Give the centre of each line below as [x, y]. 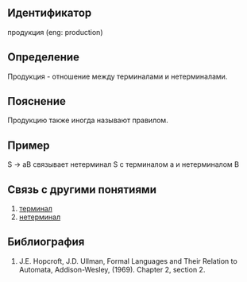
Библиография [46, 242]
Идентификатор [50, 13]
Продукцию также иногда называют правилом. [88, 120]
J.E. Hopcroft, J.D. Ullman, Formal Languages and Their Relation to [128, 261]
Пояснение [37, 101]
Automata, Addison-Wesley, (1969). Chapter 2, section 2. [112, 269]
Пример [29, 145]
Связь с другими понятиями [82, 189]
